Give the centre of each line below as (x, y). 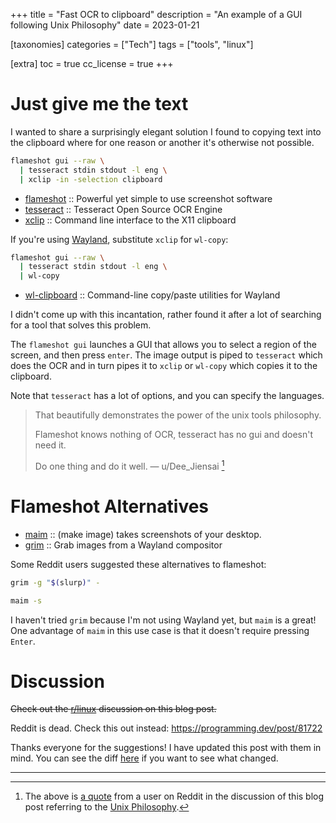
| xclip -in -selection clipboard (91, 179)
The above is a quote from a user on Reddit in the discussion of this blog (174, 796)
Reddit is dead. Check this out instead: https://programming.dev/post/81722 (166, 728)
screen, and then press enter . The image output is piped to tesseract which (166, 355)
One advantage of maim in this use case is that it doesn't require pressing (160, 630)
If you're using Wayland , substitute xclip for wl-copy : (119, 239)
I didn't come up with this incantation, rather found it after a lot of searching (166, 315)
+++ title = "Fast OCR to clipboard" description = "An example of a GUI (156, 14)
